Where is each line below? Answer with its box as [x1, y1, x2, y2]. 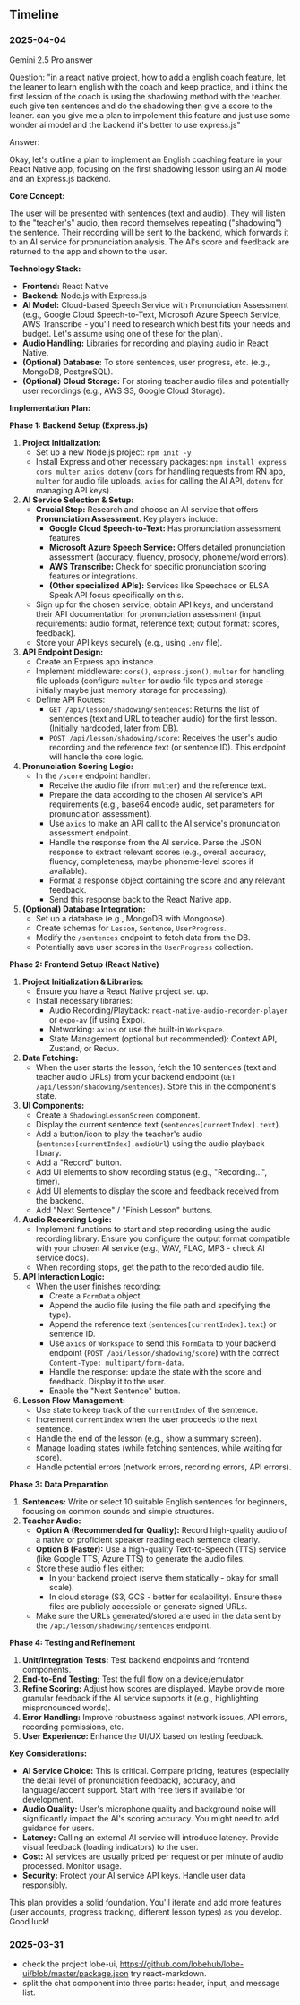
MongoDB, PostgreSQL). [21, 366, 114, 377]
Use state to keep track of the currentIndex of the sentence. [35, 1404, 258, 1415]
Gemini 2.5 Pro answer [9, 54, 93, 65]
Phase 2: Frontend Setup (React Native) [9, 958, 159, 970]
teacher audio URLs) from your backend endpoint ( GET [35, 1071, 236, 1082]
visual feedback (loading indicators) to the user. [21, 1841, 199, 1852]
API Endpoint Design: [21, 647, 104, 657]
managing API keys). [35, 484, 112, 495]
